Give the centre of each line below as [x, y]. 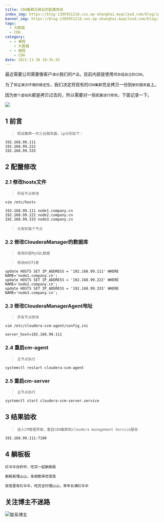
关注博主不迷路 [28, 502]
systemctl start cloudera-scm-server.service [52, 401]
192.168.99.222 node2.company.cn [39, 215]
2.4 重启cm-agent [27, 348]
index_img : [16, 14]
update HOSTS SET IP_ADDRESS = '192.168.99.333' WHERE [62, 289]
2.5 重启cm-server [28, 381]
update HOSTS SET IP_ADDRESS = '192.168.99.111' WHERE [62, 272]
